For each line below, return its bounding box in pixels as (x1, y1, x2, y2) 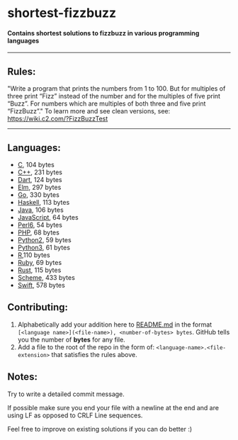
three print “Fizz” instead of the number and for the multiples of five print (7, 92, 221, 101)
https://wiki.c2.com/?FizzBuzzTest (7, 115, 108, 123)
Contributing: (7, 301, 69, 313)
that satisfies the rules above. (51, 350, 137, 359)
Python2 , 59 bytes (17, 236, 72, 244)
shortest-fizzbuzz (7, 5, 117, 21)
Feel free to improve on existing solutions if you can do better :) (7, 424, 193, 433)
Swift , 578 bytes (17, 281, 65, 290)
